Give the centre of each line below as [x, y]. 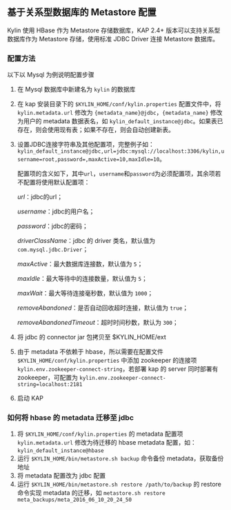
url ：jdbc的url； [40, 197]
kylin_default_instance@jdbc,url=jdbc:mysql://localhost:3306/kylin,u [121, 151]
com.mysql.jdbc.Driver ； [53, 249]
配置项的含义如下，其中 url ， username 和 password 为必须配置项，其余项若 [119, 173]
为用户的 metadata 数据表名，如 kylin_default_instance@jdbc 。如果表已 [120, 121]
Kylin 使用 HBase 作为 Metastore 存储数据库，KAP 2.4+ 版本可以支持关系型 [114, 30]
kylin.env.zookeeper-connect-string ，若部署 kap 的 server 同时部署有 [118, 369]
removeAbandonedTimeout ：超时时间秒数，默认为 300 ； [98, 323]
